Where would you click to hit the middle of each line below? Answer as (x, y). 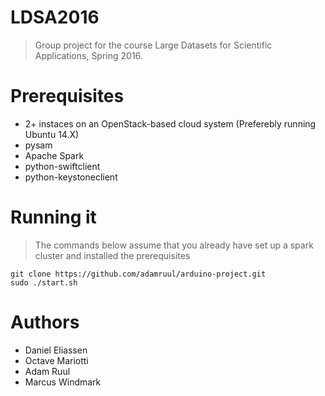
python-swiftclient (62, 166)
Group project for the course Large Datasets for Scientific (153, 45)
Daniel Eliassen (56, 350)
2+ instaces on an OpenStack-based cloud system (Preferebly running (170, 123)
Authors (45, 322)
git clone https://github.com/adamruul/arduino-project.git (138, 274)
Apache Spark (54, 155)
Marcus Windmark (63, 382)
